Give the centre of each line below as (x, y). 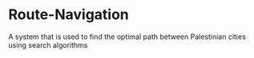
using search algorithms (48, 44)
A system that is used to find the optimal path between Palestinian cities (127, 37)
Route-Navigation (69, 15)
